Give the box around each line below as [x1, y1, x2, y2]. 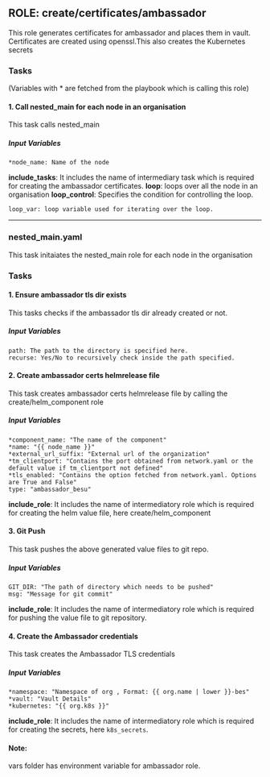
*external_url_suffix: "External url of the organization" [8, 450, 211, 458]
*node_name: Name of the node [8, 159, 110, 167]
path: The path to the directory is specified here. [8, 347, 189, 355]
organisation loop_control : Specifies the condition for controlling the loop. [8, 189, 254, 200]
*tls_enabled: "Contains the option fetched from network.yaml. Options [8, 471, 257, 479]
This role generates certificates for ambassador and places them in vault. [8, 27, 252, 37]
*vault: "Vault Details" [8, 695, 92, 704]
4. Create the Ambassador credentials [8, 631, 139, 641]
